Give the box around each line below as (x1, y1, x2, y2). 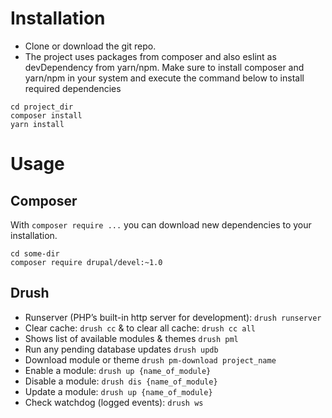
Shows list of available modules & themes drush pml (24, 332, 239, 344)
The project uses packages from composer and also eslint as (24, 50, 277, 62)
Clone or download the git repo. (24, 40, 157, 52)
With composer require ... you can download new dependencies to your (10, 218, 312, 231)
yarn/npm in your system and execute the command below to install (24, 72, 305, 84)
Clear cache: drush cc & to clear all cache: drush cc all (24, 322, 256, 334)
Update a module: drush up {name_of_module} (24, 385, 213, 397)
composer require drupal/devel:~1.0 (10, 257, 163, 267)
